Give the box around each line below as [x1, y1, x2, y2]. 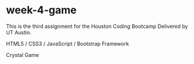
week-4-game [6, 3, 77, 17]
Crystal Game [6, 51, 39, 58]
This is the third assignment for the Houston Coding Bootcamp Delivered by [6, 23, 188, 30]
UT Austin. [6, 29, 32, 35]
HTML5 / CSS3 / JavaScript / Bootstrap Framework [6, 40, 130, 47]
